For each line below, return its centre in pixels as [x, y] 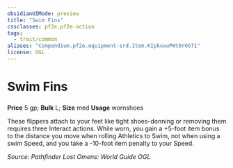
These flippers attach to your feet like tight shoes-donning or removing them [117, 121]
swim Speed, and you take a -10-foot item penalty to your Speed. [101, 143]
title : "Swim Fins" [35, 20]
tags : [15, 33]
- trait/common [35, 40]
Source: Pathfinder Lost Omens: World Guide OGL [79, 156]
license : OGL [26, 53]
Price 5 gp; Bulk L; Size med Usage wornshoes [75, 108]
